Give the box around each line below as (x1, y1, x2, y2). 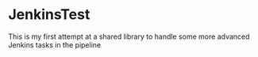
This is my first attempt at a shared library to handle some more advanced (8, 32, 250, 41)
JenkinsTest (8, 6, 90, 24)
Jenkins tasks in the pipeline (8, 40, 102, 49)
